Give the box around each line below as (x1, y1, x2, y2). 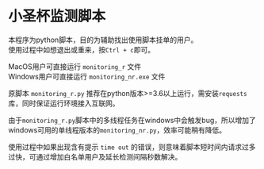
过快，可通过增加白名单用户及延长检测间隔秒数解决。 (8, 152, 182, 161)
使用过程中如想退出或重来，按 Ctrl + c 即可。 (8, 44, 155, 54)
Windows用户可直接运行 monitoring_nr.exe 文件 (8, 71, 166, 81)
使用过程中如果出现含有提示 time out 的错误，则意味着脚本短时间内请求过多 (8, 142, 256, 152)
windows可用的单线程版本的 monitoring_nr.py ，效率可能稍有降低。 (8, 125, 227, 135)
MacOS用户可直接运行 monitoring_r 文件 (8, 61, 141, 71)
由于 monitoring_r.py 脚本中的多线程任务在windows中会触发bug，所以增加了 (8, 115, 256, 125)
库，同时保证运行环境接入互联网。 (8, 98, 120, 108)
